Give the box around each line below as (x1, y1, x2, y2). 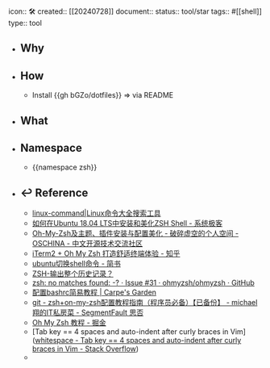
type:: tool (8, 19, 43, 27)
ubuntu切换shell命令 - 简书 (31, 259, 121, 269)
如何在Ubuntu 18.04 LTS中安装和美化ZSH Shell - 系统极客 (31, 219, 223, 228)
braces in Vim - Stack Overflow (31, 344, 137, 353)
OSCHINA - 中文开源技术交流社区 (31, 239, 143, 249)
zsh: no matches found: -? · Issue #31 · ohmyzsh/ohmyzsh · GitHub (31, 278, 255, 288)
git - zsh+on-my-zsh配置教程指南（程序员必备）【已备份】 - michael (31, 298, 258, 307)
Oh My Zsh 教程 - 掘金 (31, 318, 106, 328)
